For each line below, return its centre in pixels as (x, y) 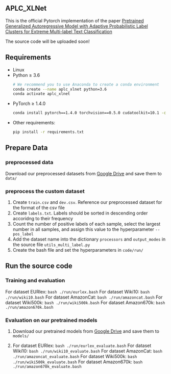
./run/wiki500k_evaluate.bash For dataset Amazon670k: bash (78, 362)
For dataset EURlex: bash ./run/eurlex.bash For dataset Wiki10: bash (78, 291)
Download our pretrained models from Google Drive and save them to (86, 331)
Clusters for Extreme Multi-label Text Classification (59, 31)
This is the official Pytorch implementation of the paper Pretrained (75, 20)
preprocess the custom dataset (45, 191)
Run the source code (39, 266)
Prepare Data (27, 148)
